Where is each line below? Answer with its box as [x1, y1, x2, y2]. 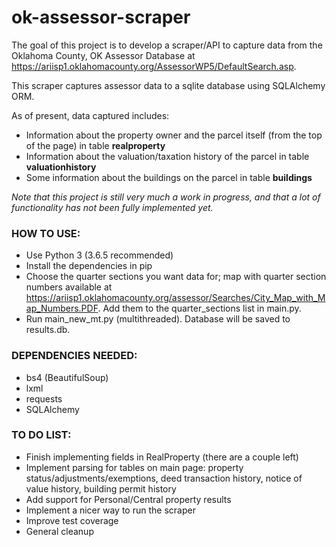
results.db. [25, 324, 71, 336]
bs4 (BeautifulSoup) [25, 371, 109, 383]
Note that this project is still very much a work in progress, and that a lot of [11, 191, 321, 203]
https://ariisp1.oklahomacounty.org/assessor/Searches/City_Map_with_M [25, 292, 326, 304]
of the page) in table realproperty [25, 139, 166, 151]
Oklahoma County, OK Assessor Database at [11, 49, 196, 61]
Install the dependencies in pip [25, 260, 153, 272]
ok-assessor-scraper [11, 6, 191, 29]
